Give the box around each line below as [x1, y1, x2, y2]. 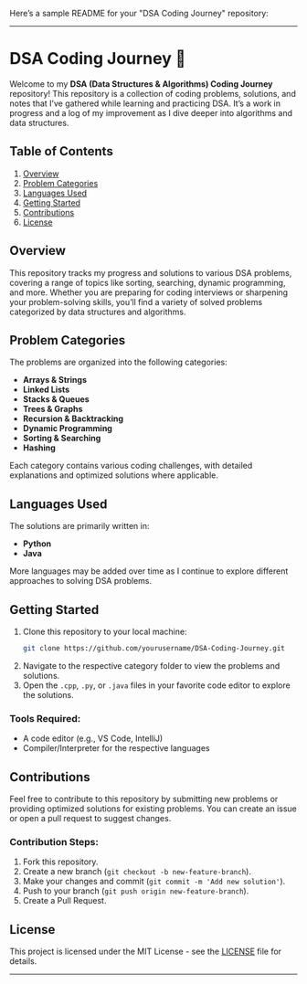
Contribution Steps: [9, 835, 99, 848]
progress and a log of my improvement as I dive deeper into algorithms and [9, 107, 292, 118]
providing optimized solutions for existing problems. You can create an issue [9, 803, 297, 814]
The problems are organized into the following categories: [9, 356, 228, 368]
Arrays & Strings [22, 375, 88, 386]
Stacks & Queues [22, 394, 90, 405]
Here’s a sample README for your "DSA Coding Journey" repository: [9, 8, 270, 18]
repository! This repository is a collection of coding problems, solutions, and [9, 88, 297, 99]
